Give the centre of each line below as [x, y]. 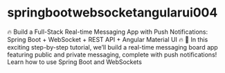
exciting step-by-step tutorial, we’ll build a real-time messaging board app [112, 47]
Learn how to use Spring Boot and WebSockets [74, 62]
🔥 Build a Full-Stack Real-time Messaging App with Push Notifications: [108, 32]
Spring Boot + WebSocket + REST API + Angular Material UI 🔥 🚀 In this [108, 39]
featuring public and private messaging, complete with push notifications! [112, 54]
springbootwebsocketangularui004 [112, 13]
